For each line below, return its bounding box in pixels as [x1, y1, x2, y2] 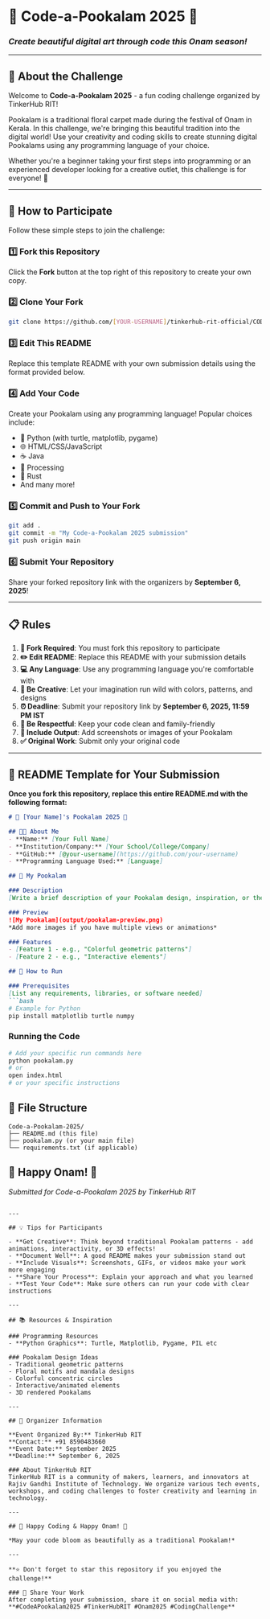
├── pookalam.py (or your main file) [8, 1136, 135, 1144]
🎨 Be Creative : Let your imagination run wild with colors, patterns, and [19, 684, 253, 694]
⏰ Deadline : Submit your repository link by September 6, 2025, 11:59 [19, 701, 250, 711]
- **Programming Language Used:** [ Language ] [8, 857, 163, 865]
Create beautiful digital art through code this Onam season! [8, 36, 247, 47]
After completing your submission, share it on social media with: [8, 1596, 239, 1604]
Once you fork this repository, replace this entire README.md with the [8, 789, 248, 799]
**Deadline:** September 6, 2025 [8, 1452, 121, 1460]
